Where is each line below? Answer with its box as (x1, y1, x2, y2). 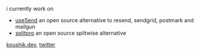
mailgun (15, 23, 35, 30)
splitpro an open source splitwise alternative (15, 29, 126, 37)
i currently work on (6, 5, 53, 12)
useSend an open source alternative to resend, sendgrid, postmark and (15, 17, 195, 23)
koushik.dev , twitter (6, 41, 56, 48)
